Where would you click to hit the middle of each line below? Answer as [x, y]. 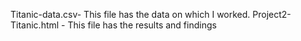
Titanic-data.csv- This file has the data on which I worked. [130, 14]
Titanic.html [35, 25]
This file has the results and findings [142, 25]
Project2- [272, 14]
